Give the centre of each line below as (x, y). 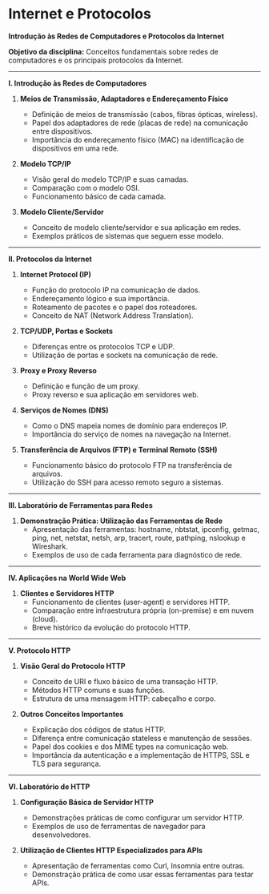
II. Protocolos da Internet (50, 259)
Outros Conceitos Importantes (72, 714)
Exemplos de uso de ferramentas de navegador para (118, 826)
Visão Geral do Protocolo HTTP (72, 666)
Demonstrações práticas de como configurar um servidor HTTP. (138, 817)
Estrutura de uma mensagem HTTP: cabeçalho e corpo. (124, 699)
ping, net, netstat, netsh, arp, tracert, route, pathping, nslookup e (139, 538)
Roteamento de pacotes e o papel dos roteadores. (114, 307)
